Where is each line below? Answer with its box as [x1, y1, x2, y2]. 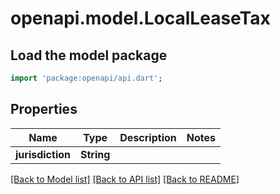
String [79, 147, 111, 161]
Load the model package [10, 47, 168, 64]
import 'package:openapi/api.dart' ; [10, 73, 163, 83]
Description [119, 130, 177, 144]
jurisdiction [15, 147, 71, 161]
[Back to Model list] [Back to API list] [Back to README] [10, 173, 240, 185]
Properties [10, 101, 78, 118]
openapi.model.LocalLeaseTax [10, 7, 271, 30]
